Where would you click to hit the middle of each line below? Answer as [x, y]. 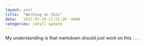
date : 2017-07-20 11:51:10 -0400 [43, 19]
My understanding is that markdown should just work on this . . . [72, 38]
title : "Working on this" [34, 14]
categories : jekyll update [34, 24]
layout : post [19, 10]
